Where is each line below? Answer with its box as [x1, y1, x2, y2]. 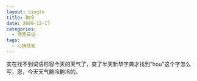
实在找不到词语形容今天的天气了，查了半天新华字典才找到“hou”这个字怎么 [6, 60, 192, 68]
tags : [6, 37, 20, 43]
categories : [6, 26, 36, 32]
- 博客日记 [12, 32, 36, 38]
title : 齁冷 [6, 15, 35, 21]
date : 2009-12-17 [6, 20, 50, 26]
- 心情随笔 [12, 43, 36, 49]
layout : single [6, 9, 45, 15]
